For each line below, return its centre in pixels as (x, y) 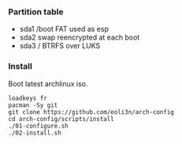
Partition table (36, 12)
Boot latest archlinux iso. (48, 83)
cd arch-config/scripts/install (61, 119)
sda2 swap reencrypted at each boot (80, 37)
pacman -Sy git (33, 105)
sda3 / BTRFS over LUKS (60, 46)
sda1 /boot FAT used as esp (64, 29)
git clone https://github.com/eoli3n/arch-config (91, 112)
